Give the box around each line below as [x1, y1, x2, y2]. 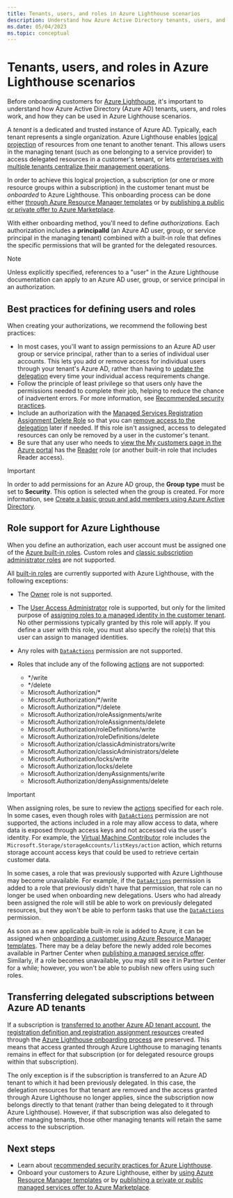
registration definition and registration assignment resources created [7, 1028, 204, 1036]
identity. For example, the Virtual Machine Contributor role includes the [7, 833, 211, 841]
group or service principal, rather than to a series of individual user [17, 350, 209, 358]
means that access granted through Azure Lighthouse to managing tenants [7, 1042, 223, 1051]
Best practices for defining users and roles [7, 303, 196, 315]
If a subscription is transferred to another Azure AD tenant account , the [7, 1020, 211, 1029]
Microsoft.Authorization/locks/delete [27, 762, 134, 770]
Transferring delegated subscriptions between [7, 991, 214, 1003]
